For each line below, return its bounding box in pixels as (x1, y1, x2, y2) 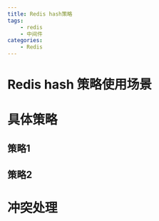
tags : (7, 17, 24, 24)
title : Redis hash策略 (7, 10, 73, 18)
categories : (7, 37, 43, 44)
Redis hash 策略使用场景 (7, 76, 152, 93)
